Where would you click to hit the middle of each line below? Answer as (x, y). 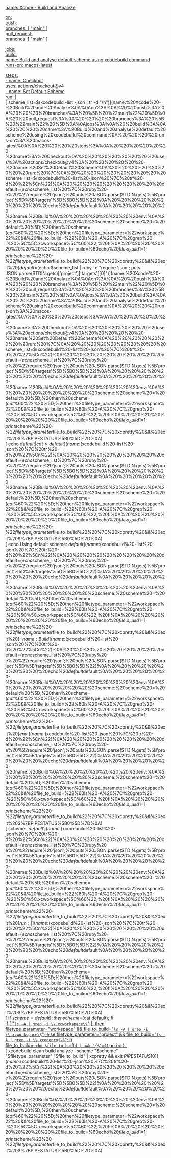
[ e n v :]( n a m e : (31, 734)
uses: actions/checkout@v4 (35, 86)
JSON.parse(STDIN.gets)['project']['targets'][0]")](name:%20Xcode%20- (83, 273)
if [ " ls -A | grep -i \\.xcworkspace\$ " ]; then (55, 1023)
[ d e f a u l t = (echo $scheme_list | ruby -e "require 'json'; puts (79, 267)
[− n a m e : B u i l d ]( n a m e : (42, 639)
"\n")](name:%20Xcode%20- (130, 102)
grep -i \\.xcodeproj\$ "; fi (43, 1039)
